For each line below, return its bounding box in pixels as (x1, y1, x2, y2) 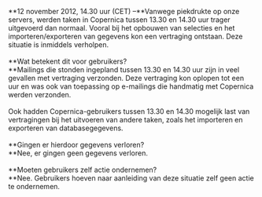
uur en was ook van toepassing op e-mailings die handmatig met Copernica (8, 82, 254, 91)
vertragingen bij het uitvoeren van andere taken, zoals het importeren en (8, 115, 243, 124)
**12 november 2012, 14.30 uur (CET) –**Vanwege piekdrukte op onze (8, 7, 240, 16)
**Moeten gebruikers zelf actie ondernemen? (8, 165, 157, 174)
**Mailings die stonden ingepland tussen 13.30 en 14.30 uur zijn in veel (8, 65, 240, 74)
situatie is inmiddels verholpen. (8, 40, 109, 49)
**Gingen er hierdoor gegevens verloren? (8, 140, 145, 149)
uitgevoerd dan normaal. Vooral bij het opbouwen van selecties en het (8, 24, 235, 32)
